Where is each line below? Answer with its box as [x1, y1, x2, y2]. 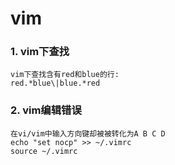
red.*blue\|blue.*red [10, 78, 101, 89]
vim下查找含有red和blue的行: [10, 70, 120, 80]
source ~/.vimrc [10, 146, 78, 156]
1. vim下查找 [10, 45, 70, 59]
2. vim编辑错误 [10, 103, 82, 117]
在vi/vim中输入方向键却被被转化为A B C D [10, 128, 166, 139]
